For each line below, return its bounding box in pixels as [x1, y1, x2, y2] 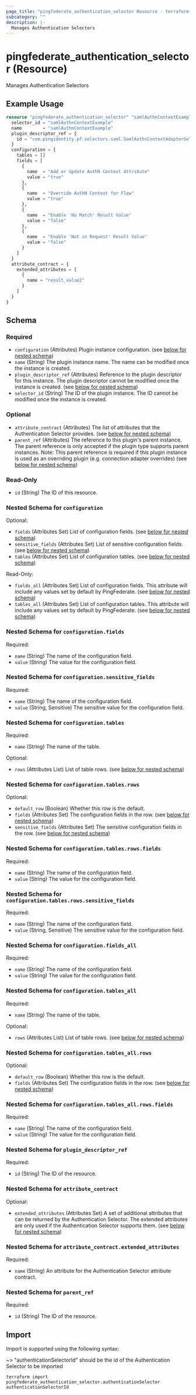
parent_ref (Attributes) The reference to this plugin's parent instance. [14, 436, 182, 443]
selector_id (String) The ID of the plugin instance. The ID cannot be [14, 390, 178, 397]
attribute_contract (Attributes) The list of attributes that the [14, 423, 160, 430]
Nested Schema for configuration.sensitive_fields [6, 673, 155, 681]
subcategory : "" [6, 14, 45, 20]
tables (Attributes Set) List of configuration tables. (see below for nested [14, 553, 190, 560]
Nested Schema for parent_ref [6, 1288, 94, 1296]
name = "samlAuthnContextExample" [11, 125, 114, 131]
